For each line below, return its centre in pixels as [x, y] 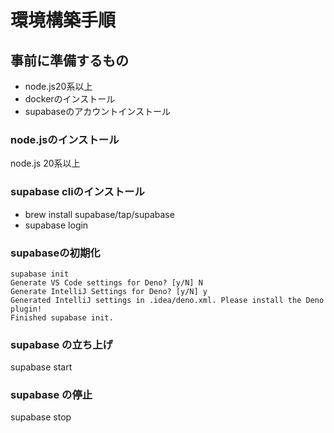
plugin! [26, 309]
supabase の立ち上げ [61, 344]
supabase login [56, 225]
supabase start [41, 367]
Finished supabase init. [62, 317]
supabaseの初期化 [55, 253]
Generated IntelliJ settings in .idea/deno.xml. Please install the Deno [167, 300]
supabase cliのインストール [77, 192]
